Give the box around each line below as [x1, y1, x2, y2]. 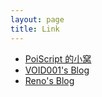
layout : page [10, 14, 65, 25]
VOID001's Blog [24, 64, 90, 76]
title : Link [10, 24, 60, 34]
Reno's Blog [24, 74, 75, 86]
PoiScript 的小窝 [24, 52, 92, 65]
